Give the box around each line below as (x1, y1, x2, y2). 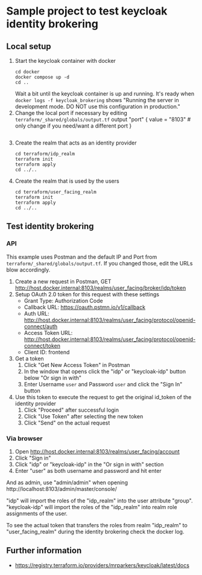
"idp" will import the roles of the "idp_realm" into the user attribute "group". (6, 497, 193, 504)
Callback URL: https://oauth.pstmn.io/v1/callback (24, 304, 146, 311)
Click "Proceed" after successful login (24, 406, 119, 414)
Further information (6, 545, 82, 556)
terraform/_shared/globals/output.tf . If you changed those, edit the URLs (6, 259, 193, 267)
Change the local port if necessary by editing (14, 109, 128, 116)
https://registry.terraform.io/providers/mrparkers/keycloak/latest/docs (14, 561, 190, 569)
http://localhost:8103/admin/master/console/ (6, 485, 118, 492)
